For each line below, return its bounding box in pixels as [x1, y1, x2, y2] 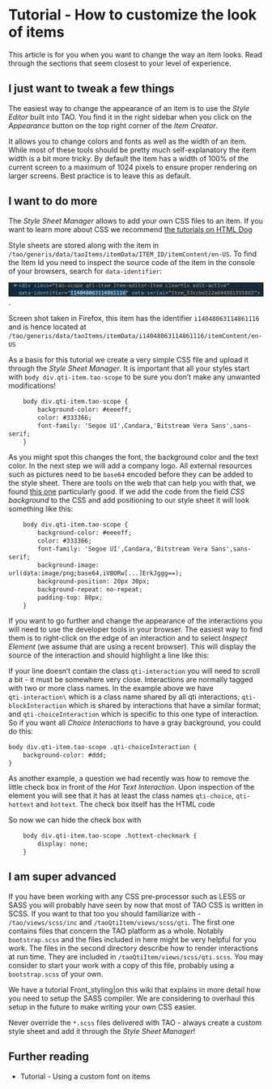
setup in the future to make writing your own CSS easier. [8, 1001, 197, 1011]
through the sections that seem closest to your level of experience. [8, 58, 232, 68]
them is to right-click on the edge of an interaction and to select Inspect [8, 633, 248, 643]
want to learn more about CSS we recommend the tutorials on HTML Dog [8, 225, 253, 234]
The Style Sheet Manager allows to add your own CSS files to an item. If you [8, 216, 263, 225]
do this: [8, 727, 34, 736]
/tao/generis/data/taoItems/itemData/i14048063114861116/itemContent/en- [8, 332, 263, 341]
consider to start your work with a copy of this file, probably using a [8, 960, 235, 970]
